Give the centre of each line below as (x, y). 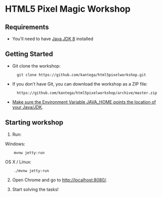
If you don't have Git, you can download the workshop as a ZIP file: (80, 84)
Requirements (27, 27)
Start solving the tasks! (35, 189)
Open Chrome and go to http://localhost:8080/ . (60, 180)
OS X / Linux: (18, 162)
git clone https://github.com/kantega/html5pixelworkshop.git (81, 75)
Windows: (15, 144)
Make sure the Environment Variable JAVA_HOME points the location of (84, 102)
